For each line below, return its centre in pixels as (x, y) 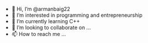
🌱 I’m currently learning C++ (46, 21)
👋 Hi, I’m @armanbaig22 (41, 9)
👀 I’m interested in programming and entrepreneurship (77, 15)
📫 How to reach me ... (39, 34)
